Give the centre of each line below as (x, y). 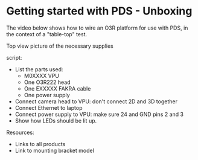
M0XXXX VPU (41, 75)
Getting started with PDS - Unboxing (99, 11)
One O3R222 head (47, 82)
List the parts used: (39, 69)
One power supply (47, 95)
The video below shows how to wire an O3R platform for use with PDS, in (97, 28)
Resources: (20, 132)
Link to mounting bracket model (55, 150)
